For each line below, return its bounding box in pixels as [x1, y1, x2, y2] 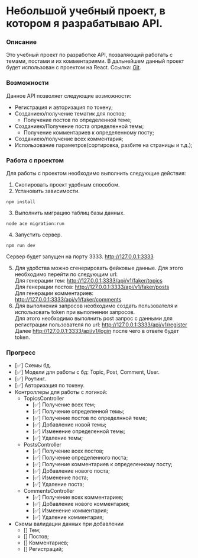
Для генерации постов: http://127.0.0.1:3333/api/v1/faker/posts [14, 283, 170, 291]
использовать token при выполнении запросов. [14, 309, 135, 316]
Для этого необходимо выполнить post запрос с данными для [14, 315, 173, 322]
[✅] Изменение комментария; [32, 507, 108, 514]
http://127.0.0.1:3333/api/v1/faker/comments [14, 296, 122, 303]
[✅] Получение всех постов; [32, 447, 104, 454]
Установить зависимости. [14, 188, 80, 195]
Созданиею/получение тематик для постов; [14, 110, 126, 117]
